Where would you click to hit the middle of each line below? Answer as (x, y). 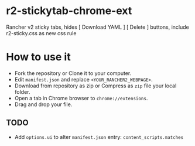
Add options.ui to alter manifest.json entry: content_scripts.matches (99, 137)
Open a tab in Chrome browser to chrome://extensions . (81, 98)
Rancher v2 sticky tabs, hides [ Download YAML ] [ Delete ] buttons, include (97, 27)
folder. (22, 91)
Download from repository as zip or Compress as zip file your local (95, 86)
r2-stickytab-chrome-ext (69, 11)
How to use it (39, 57)
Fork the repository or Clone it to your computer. (73, 73)
